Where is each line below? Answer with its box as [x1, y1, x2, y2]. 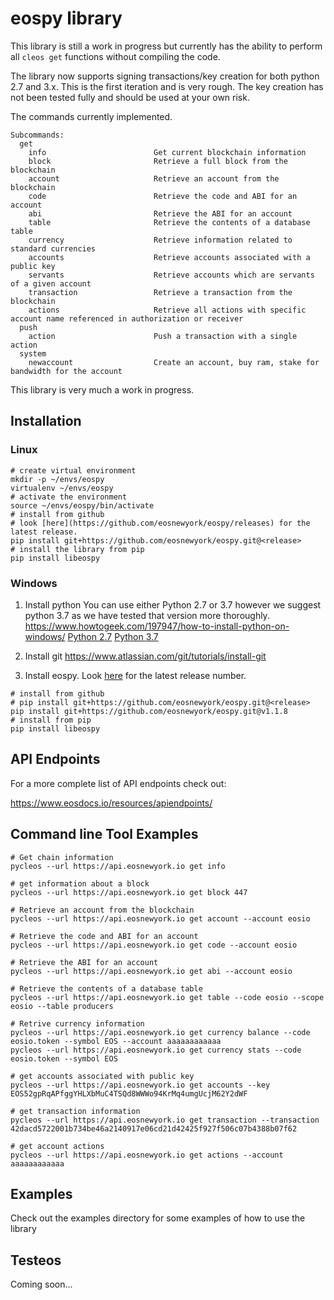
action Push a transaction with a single [28, 331, 298, 341]
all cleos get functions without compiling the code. [10, 50, 221, 62]
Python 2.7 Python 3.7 [67, 630, 159, 642]
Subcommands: [10, 130, 65, 140]
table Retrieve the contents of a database [28, 217, 311, 227]
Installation [10, 413, 82, 430]
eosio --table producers [10, 1001, 114, 1011]
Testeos [10, 1252, 62, 1269]
